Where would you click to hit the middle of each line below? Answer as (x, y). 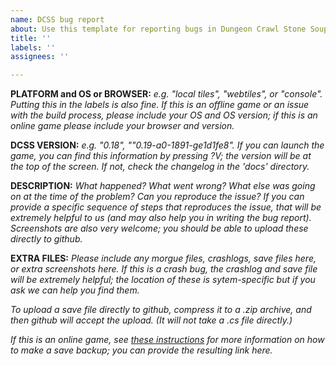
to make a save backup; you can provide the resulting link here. (141, 350)
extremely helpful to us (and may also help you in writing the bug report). (161, 218)
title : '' (31, 38)
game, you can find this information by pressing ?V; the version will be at (161, 156)
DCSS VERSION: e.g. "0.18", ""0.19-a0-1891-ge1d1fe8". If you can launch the (167, 145)
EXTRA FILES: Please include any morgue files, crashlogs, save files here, (163, 258)
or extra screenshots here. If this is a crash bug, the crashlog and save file (164, 269)
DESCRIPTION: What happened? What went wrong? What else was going (163, 186)
